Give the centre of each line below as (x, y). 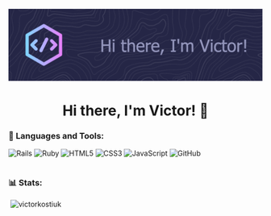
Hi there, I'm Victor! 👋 (135, 110)
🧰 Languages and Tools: (56, 135)
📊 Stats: (25, 183)
